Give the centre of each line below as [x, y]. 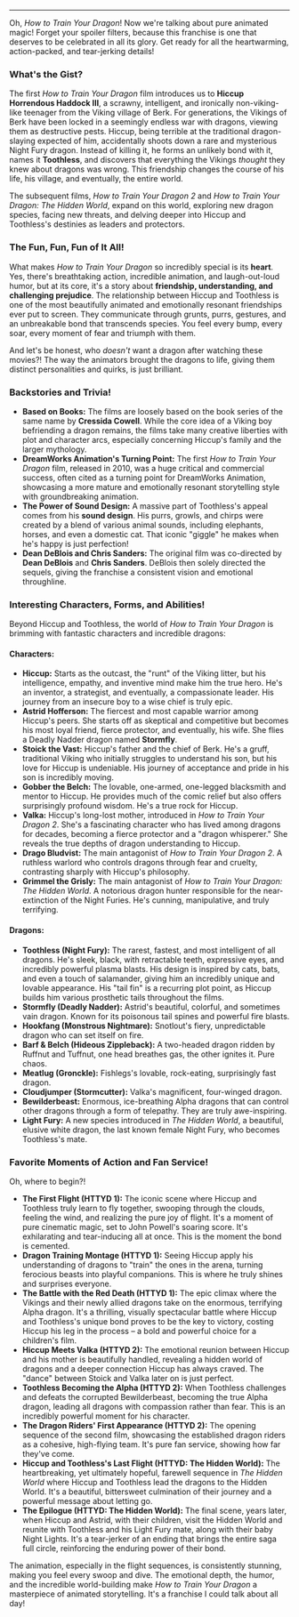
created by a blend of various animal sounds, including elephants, [143, 525]
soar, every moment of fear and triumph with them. [102, 333]
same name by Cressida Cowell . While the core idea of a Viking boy [147, 421]
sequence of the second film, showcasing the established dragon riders [154, 1435]
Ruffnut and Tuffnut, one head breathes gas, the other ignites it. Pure [148, 1054]
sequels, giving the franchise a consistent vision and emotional [137, 572]
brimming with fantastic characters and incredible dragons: [118, 633]
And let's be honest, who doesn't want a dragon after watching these [136, 350]
